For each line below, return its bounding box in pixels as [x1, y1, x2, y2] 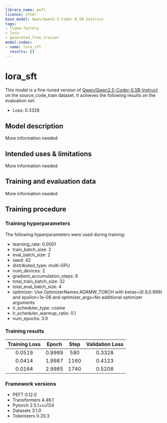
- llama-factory [5, 26, 39, 31]
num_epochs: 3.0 [12, 315, 48, 321]
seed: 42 [12, 257, 31, 263]
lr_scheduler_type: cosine [12, 305, 65, 311]
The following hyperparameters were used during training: [5, 231, 125, 237]
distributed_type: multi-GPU [12, 262, 70, 268]
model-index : [5, 40, 32, 45]
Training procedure [5, 205, 66, 214]
